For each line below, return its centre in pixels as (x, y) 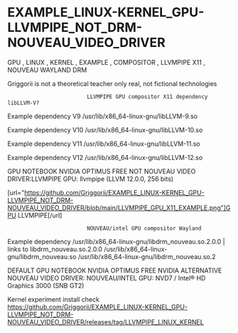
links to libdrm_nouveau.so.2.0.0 (55, 249)
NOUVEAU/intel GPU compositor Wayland (144, 228)
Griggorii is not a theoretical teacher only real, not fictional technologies (112, 83)
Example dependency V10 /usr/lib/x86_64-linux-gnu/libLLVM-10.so (105, 129)
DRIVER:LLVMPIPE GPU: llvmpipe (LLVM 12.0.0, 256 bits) (91, 179)
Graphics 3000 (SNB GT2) (46, 285)
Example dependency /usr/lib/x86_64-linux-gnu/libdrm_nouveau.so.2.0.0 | (116, 241)
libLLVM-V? (23, 103)
